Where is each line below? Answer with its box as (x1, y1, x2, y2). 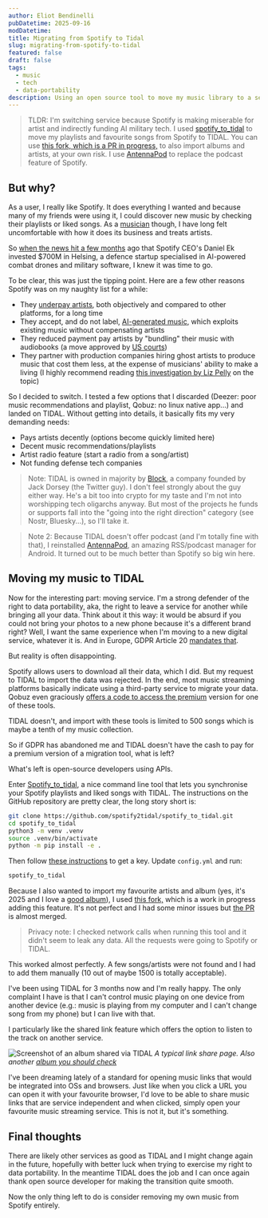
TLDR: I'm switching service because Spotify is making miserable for (27, 115, 254, 125)
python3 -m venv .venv (8, 827, 84, 835)
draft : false (8, 57, 52, 65)
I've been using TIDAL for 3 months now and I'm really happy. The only (8, 984, 242, 993)
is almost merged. (8, 912, 68, 921)
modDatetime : (8, 26, 52, 34)
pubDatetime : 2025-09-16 (8, 19, 91, 27)
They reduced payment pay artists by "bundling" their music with (19, 333, 235, 344)
